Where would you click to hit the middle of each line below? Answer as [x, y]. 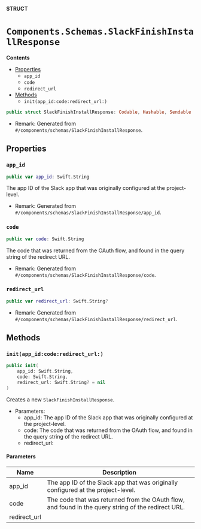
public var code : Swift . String [45, 239]
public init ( [22, 366]
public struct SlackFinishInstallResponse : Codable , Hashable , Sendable [99, 112]
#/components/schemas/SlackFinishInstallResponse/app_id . [88, 213]
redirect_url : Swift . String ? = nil [61, 383]
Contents [18, 58]
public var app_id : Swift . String [48, 177]
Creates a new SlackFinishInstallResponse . [60, 399]
